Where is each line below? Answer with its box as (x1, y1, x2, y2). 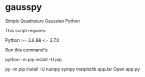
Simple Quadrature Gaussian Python (5, 18, 80, 24)
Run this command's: (5, 47, 49, 53)
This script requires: (5, 27, 46, 33)
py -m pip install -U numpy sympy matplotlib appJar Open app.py (5, 66, 140, 72)
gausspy (5, 1, 42, 13)
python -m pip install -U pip (5, 56, 62, 62)
